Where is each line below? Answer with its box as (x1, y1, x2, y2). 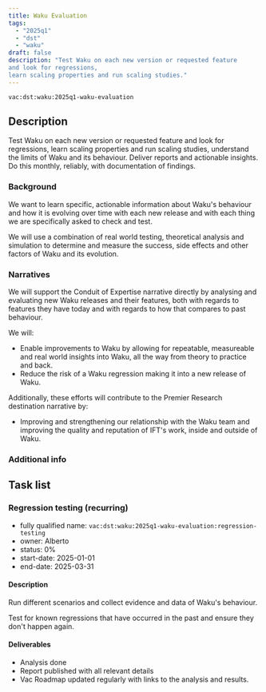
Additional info (8, 453, 67, 464)
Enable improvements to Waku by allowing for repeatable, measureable (19, 344, 255, 353)
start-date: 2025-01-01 (19, 553, 96, 563)
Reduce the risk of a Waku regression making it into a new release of (19, 369, 246, 379)
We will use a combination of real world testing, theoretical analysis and (8, 232, 244, 241)
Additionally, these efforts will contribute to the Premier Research (8, 393, 223, 403)
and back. (19, 360, 54, 370)
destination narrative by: (8, 401, 89, 412)
